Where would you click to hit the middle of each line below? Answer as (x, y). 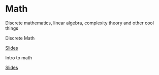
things (12, 28)
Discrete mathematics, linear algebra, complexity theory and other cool (80, 23)
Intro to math (19, 58)
